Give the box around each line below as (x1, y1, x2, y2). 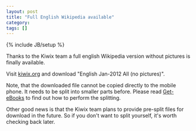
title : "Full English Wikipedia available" (6, 14, 115, 20)
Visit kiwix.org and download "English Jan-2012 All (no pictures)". (6, 70, 165, 77)
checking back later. (6, 119, 55, 126)
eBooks (6, 94, 25, 101)
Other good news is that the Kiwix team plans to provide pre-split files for (6, 106, 184, 113)
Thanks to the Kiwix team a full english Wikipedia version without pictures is (6, 53, 191, 60)
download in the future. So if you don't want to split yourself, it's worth (6, 112, 177, 119)
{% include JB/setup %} (6, 41, 65, 48)
